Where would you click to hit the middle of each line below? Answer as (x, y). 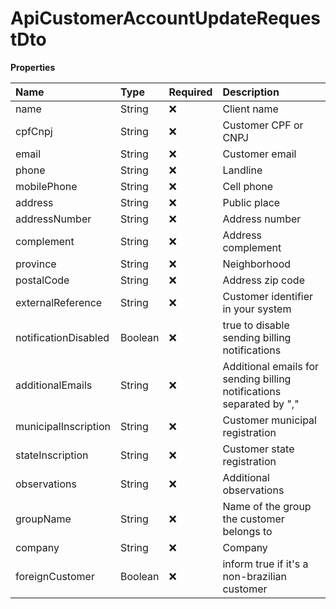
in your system (257, 309)
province (36, 264)
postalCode (42, 280)
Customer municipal (269, 420)
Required (190, 92)
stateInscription (52, 455)
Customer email (259, 154)
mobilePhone (46, 186)
